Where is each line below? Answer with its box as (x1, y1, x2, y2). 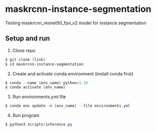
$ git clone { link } (5, 57, 46, 62)
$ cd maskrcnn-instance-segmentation (5, 62, 84, 66)
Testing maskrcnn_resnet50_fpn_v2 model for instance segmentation (5, 20, 147, 26)
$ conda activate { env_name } (5, 85, 66, 90)
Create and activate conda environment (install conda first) (12, 70, 134, 76)
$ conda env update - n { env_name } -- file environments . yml (5, 103, 131, 109)
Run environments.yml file (12, 94, 66, 100)
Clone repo (12, 47, 36, 53)
